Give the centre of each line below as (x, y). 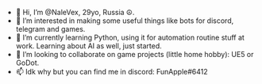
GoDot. (27, 63)
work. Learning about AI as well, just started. (89, 46)
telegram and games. (50, 29)
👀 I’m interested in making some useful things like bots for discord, (125, 21)
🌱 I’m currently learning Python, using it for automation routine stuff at (130, 37)
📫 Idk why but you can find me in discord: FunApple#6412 (112, 72)
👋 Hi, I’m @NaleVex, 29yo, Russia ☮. (75, 12)
